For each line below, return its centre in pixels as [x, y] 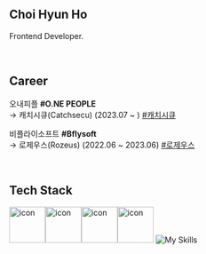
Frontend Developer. [47, 36]
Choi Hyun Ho [48, 15]
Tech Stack [41, 190]
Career [29, 81]
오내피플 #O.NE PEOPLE [52, 103]
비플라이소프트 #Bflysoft [53, 133]
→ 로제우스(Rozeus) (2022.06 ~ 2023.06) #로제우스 [102, 145]
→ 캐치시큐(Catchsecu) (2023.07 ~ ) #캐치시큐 [92, 115]
